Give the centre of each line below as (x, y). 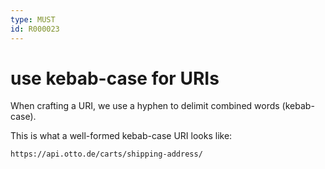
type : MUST (33, 19)
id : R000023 (35, 29)
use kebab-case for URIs (115, 78)
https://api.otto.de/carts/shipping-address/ (106, 154)
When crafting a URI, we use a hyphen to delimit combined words (145, 106)
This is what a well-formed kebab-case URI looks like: (121, 136)
